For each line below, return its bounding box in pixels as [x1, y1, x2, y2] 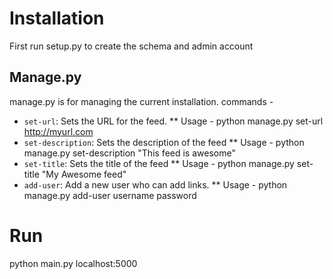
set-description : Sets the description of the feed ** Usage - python [23, 136, 305, 148]
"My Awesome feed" [41, 168, 127, 180]
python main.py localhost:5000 [9, 257, 138, 269]
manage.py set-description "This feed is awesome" [23, 147, 236, 159]
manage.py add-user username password [23, 189, 197, 201]
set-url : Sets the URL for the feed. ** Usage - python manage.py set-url [23, 115, 324, 127]
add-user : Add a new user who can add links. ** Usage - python [23, 178, 288, 191]
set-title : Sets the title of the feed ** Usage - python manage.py [23, 157, 295, 169]
